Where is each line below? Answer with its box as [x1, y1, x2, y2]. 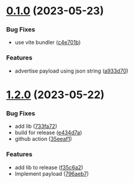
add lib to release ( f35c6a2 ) [14, 163, 83, 171]
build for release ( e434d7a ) [14, 129, 82, 136]
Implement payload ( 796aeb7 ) [14, 170, 89, 177]
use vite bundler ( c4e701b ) [14, 39, 81, 46]
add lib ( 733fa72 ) [14, 123, 58, 130]
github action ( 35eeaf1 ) [14, 135, 73, 143]
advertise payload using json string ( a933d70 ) [14, 67, 129, 74]
